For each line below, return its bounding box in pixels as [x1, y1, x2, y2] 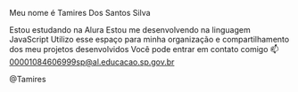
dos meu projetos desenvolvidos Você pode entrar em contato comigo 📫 [9, 44, 279, 54]
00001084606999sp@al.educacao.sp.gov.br [9, 57, 175, 67]
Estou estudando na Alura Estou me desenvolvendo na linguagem [9, 25, 252, 34]
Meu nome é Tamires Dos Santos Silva [9, 8, 151, 18]
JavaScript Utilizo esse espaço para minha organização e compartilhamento [9, 34, 290, 44]
